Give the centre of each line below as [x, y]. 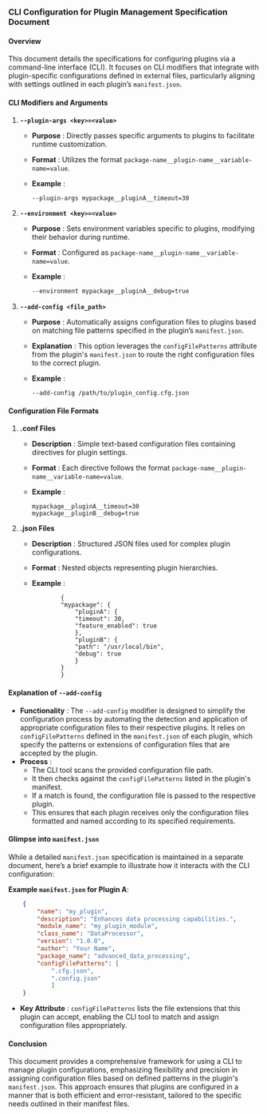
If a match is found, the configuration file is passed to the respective [144, 795]
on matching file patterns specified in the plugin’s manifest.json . [138, 331]
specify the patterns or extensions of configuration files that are [125, 744]
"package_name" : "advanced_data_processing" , [114, 956]
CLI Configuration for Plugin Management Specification [118, 12]
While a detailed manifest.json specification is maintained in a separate [126, 857]
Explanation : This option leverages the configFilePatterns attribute [144, 346]
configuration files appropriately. [73, 1025]
